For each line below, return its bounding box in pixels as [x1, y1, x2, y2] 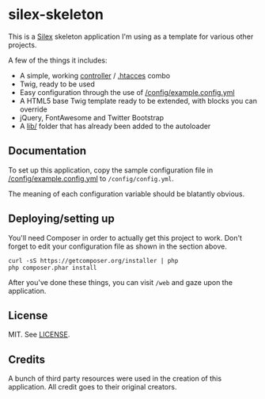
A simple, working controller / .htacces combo [19, 70, 171, 80]
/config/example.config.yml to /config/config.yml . [8, 173, 174, 183]
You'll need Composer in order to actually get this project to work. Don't [8, 233, 243, 242]
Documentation [8, 144, 87, 158]
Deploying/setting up [8, 212, 115, 226]
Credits [8, 352, 46, 366]
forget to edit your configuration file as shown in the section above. [8, 241, 227, 251]
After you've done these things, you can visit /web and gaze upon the [8, 277, 233, 287]
